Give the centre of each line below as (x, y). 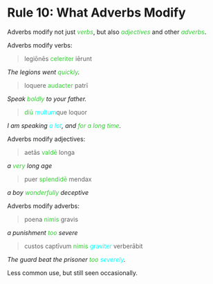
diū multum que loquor (56, 112)
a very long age (30, 165)
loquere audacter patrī (56, 85)
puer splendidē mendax (58, 179)
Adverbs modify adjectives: (46, 139)
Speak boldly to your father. (47, 99)
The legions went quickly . (44, 72)
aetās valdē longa (49, 152)
